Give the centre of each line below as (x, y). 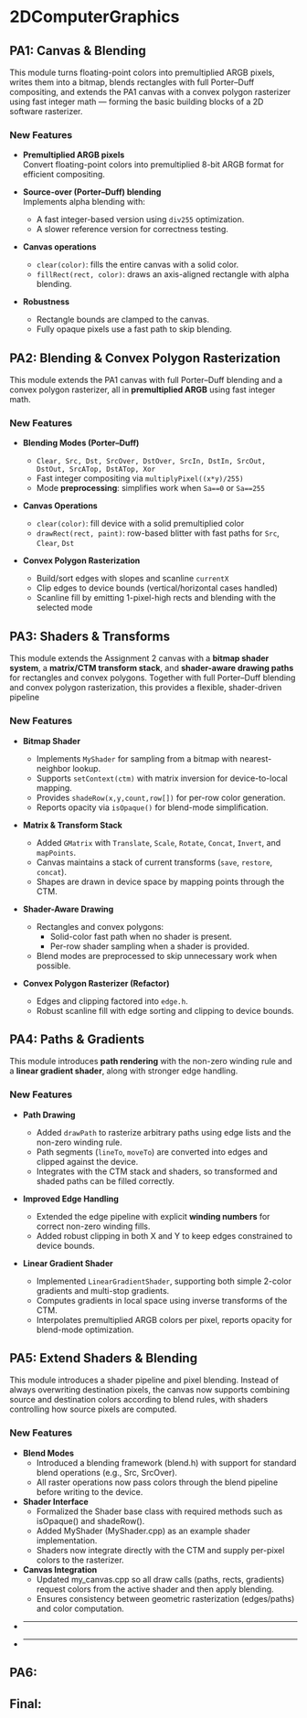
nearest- (255, 758)
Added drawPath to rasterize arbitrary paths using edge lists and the (164, 1132)
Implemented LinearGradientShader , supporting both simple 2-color (164, 1281)
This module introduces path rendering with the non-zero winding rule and (151, 1062)
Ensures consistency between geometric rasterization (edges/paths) (165, 1598)
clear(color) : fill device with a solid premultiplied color (140, 524)
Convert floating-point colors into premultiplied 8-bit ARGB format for (153, 165)
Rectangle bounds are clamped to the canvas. (123, 320)
